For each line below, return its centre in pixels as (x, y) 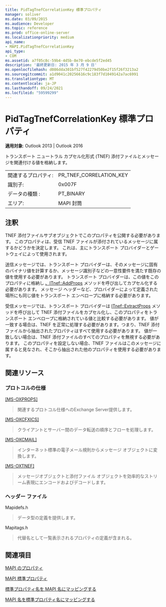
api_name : (15, 42)
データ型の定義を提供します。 (48, 518)
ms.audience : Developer (30, 24)
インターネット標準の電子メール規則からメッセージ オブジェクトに (85, 450)
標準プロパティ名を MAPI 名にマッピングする (51, 589)
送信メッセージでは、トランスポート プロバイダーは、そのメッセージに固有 (82, 265)
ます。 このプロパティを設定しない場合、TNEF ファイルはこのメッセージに (85, 343)
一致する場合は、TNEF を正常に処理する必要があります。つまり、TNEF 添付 (83, 325)
